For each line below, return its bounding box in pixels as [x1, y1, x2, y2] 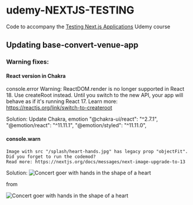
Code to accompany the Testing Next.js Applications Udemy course [6, 23, 171, 30]
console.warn [6, 135, 41, 143]
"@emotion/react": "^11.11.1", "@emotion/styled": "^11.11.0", [6, 122, 147, 129]
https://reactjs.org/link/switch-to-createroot [6, 104, 112, 111]
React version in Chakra [6, 72, 66, 80]
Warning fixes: [6, 58, 49, 66]
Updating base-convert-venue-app [6, 40, 139, 50]
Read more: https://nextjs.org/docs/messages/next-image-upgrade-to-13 [6, 158, 185, 165]
